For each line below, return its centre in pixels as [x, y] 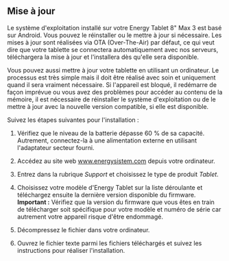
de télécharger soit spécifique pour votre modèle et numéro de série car [119, 209]
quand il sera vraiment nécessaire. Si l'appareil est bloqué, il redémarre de [112, 84]
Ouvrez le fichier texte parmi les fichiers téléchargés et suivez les [109, 243]
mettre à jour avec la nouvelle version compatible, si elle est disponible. [108, 106]
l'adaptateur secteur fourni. [56, 147]
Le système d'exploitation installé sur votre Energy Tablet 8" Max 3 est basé [114, 27]
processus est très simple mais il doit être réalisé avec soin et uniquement [111, 77]
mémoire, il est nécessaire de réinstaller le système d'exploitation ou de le [111, 99]
